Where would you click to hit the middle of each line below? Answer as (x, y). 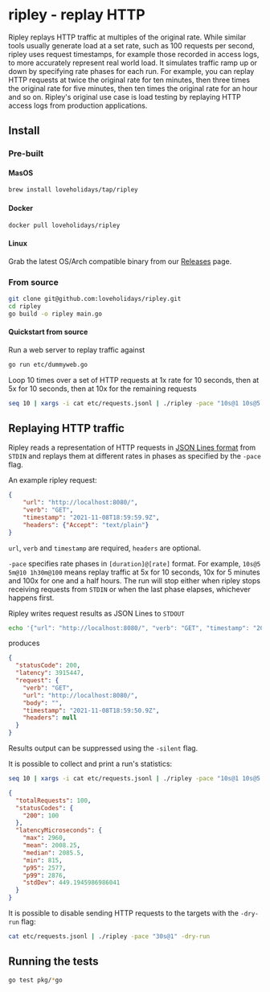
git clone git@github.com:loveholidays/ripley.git (95, 298)
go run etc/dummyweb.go (48, 364)
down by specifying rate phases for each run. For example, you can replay (131, 71)
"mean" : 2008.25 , (52, 846)
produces (24, 643)
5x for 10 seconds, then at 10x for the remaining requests (102, 389)
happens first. (31, 598)
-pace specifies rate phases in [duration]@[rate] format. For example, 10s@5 (135, 563)
